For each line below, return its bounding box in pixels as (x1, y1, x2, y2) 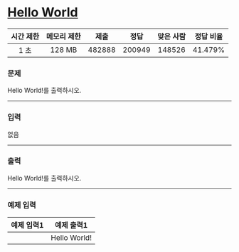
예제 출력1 (54, 221, 88, 231)
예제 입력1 (11, 221, 44, 231)
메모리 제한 (46, 31, 82, 41)
